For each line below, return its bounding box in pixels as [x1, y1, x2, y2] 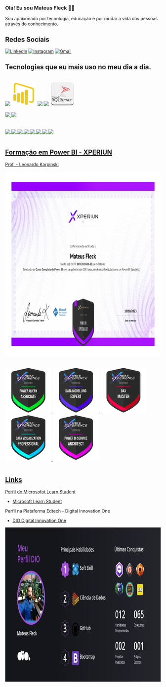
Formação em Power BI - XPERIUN [5, 148, 113, 157]
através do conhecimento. [5, 21, 58, 27]
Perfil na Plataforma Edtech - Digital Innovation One [5, 508, 110, 514]
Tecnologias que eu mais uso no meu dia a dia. [5, 63, 152, 71]
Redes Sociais [5, 35, 49, 43]
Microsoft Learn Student [12, 498, 62, 504]
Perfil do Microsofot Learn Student [5, 489, 76, 495]
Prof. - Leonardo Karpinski [5, 161, 59, 167]
